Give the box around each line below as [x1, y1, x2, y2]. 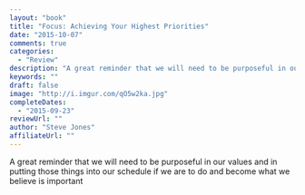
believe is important [9, 175, 84, 186]
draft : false [9, 81, 59, 90]
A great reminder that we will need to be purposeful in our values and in [9, 156, 278, 167]
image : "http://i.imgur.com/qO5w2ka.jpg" [9, 89, 169, 98]
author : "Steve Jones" [9, 123, 95, 132]
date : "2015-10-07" [9, 30, 84, 39]
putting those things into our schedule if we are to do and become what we [9, 165, 290, 177]
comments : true [9, 38, 67, 48]
